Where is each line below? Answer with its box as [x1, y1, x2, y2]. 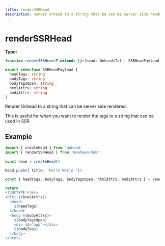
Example [5, 132, 32, 141]
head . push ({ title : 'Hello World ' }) [5, 168, 82, 173]
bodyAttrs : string [9, 90, 48, 95]
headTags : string [9, 72, 45, 77]
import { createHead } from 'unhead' [5, 146, 82, 150]
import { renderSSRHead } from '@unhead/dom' [5, 150, 100, 155]
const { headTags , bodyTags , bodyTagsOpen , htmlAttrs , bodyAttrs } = [5, 177, 151, 182]
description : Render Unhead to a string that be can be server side [5, 12, 148, 17]
